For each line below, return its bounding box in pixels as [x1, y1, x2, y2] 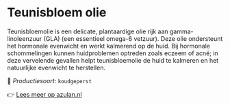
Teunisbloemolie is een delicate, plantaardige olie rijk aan [7, 27, 169, 35]
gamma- [170, 27, 194, 35]
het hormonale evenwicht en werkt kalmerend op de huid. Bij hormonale [7, 42, 211, 50]
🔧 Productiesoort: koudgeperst [7, 76, 92, 85]
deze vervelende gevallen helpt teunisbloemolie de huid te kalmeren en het [7, 56, 219, 64]
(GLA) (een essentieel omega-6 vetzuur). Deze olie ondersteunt [43, 34, 223, 42]
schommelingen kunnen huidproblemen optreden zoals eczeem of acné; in [7, 49, 218, 57]
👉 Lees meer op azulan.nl [7, 90, 82, 98]
